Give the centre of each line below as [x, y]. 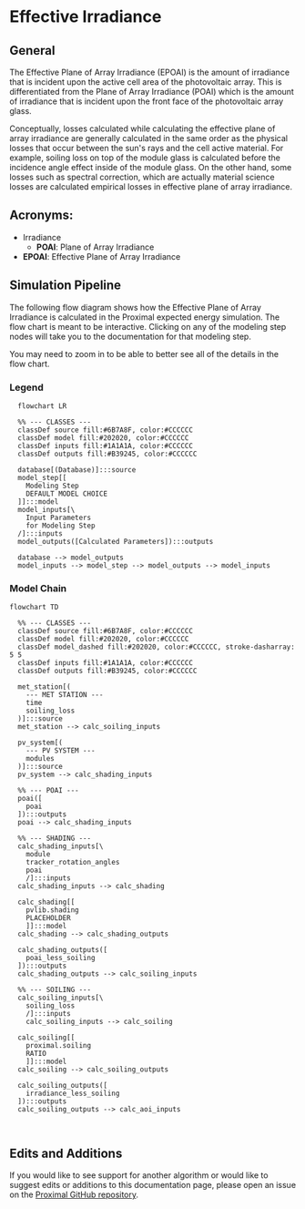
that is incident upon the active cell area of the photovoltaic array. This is [146, 82]
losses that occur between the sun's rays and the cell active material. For [147, 148]
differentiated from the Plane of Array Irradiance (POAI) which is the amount [152, 92]
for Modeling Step [61, 526]
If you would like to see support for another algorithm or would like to [139, 1175]
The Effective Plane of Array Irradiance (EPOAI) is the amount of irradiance [149, 72]
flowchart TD [34, 608]
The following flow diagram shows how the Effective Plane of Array [136, 307]
